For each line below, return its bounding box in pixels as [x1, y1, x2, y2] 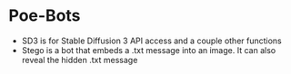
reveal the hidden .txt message [21, 54, 138, 65]
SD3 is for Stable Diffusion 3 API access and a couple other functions [21, 35, 283, 46]
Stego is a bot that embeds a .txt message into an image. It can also [21, 44, 276, 55]
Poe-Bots [8, 5, 81, 26]
